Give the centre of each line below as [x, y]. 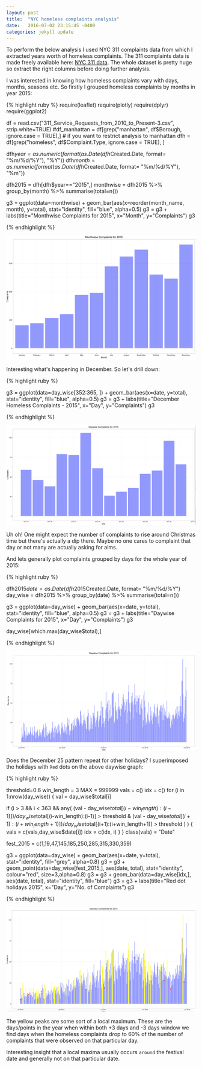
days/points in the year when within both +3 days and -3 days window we [98, 1028]
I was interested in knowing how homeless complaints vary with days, [93, 81]
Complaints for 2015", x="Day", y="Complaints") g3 [70, 619]
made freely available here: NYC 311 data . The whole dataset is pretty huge [99, 63]
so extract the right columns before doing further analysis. [78, 69]
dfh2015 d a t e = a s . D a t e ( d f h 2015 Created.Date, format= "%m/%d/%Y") [93, 589]
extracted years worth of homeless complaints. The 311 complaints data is [98, 56]
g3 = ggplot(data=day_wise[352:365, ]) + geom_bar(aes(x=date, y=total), [97, 392]
